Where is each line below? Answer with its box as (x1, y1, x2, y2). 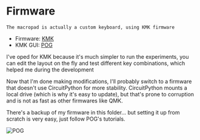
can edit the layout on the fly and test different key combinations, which (6, 59, 185, 67)
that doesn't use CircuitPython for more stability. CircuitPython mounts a (6, 84, 187, 92)
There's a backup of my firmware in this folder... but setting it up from (6, 108, 180, 116)
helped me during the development (6, 65, 94, 73)
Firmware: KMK (15, 35, 55, 42)
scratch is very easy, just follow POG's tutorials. (6, 115, 125, 122)
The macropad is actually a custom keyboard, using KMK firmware (6, 24, 175, 30)
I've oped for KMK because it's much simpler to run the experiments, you (6, 53, 189, 60)
